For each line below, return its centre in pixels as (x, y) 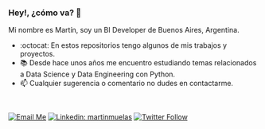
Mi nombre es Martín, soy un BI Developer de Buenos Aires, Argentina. (124, 30)
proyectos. (37, 54)
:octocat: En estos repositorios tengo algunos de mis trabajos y (123, 45)
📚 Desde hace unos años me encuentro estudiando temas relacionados (138, 63)
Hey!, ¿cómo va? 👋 (45, 13)
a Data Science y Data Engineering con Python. (97, 74)
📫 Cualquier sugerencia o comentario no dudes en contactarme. (126, 84)
